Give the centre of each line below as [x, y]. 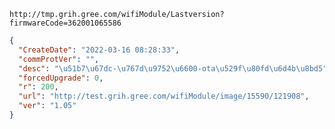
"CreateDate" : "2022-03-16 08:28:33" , [99, 50]
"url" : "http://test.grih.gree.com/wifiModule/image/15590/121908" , [164, 96]
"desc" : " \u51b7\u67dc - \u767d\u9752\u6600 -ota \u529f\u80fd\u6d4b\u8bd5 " [173, 68]
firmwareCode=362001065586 [65, 23]
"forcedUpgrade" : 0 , [61, 78]
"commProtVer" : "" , [59, 59]
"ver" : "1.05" [47, 106]
